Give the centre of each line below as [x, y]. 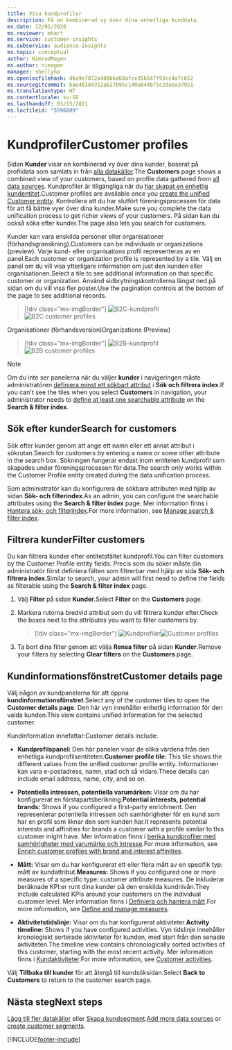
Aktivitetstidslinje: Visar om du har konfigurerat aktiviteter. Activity [113, 922]
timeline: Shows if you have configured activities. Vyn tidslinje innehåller [121, 930]
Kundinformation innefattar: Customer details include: [83, 736]
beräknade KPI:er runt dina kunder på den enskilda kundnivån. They [113, 887]
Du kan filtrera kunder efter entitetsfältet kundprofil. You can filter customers [115, 557]
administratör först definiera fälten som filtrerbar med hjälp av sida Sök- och [116, 571]
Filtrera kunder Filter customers [76, 540]
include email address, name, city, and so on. [82, 779]
